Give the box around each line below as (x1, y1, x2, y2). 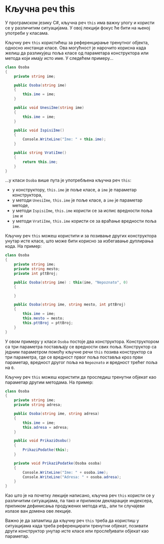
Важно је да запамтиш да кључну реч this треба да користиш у (5, 518, 140, 523)
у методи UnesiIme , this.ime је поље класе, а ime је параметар (12, 197, 143, 203)
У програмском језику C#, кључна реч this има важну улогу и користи (5, 20, 155, 26)
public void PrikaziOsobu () (14, 438, 71, 443)
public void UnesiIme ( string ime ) (14, 105, 84, 110)
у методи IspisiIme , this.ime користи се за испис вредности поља (12, 207, 153, 214)
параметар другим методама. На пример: (5, 379, 94, 385)
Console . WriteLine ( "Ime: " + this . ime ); (23, 137, 106, 142)
